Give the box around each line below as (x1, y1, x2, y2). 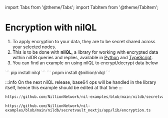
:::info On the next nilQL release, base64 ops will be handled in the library (5, 79, 156, 85)
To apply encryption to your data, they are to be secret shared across (12, 38, 156, 44)
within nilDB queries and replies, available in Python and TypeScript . (12, 54, 153, 60)
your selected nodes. (12, 44, 56, 50)
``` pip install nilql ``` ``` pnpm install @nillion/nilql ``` (5, 69, 110, 75)
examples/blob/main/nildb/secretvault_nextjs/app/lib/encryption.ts (5, 107, 151, 112)
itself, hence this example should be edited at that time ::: (5, 84, 123, 90)
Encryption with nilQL (5, 22, 97, 33)
